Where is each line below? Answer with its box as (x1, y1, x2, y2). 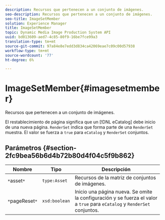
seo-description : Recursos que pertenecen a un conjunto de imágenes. (5, 12, 153, 17)
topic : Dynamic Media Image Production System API (5, 30, 111, 35)
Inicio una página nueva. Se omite (74, 189, 153, 195)
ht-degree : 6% (5, 57, 34, 62)
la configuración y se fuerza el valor (74, 194, 158, 201)
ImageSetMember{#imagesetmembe (5, 83, 160, 94)
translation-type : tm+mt (5, 39, 56, 44)
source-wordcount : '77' (5, 53, 54, 58)
